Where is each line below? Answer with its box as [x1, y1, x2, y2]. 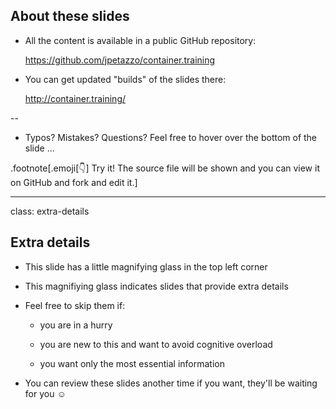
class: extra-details [10, 205, 90, 217]
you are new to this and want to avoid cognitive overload [39, 338, 273, 350]
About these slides [10, 8, 130, 25]
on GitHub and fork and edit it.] [10, 176, 138, 188]
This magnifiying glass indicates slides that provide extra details [24, 280, 289, 292]
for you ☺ [24, 387, 67, 399]
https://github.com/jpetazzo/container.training [24, 54, 216, 66]
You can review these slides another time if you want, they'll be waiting [24, 377, 318, 389]
